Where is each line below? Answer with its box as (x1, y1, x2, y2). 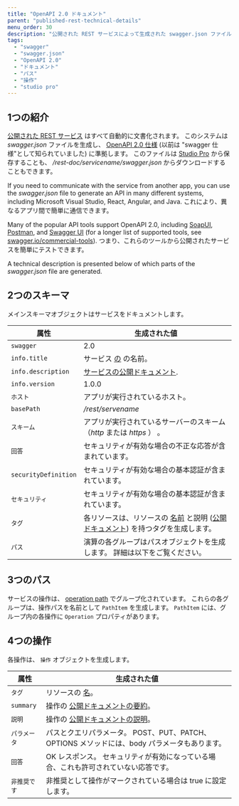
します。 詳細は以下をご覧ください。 (83, 547, 206, 557)
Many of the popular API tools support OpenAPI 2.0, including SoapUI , (7, 221, 213, 229)
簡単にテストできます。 (19, 245, 88, 254)
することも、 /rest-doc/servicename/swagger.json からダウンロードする (13, 158, 226, 167)
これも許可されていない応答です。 (60, 762, 174, 772)
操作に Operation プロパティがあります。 (44, 612, 164, 620)
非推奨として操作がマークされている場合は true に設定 (46, 775, 227, 785)
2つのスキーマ (7, 290, 70, 302)
